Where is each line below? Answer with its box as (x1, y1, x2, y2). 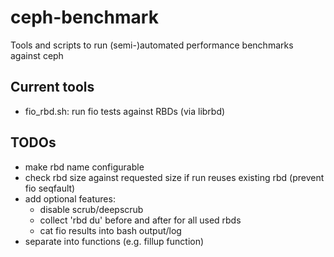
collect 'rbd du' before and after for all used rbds (39, 214, 242, 226)
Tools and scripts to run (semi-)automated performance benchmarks (10, 39, 294, 51)
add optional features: (24, 192, 116, 205)
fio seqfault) (24, 182, 76, 194)
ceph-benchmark (10, 6, 159, 29)
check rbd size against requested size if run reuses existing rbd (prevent (24, 171, 325, 183)
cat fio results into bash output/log (39, 224, 182, 236)
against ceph (10, 49, 64, 61)
